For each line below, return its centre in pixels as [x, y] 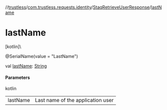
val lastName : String [26, 66]
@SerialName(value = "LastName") [42, 56]
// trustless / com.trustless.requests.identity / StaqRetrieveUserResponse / [78, 7]
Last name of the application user [74, 100]
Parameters [18, 77]
